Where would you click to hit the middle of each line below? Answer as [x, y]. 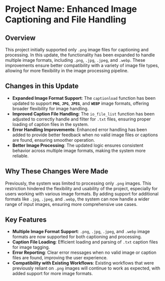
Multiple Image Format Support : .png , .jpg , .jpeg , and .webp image [81, 232]
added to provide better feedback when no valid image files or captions [85, 135]
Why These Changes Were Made [57, 171]
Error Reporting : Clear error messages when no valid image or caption [84, 252]
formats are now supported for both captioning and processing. [77, 237]
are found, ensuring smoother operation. [54, 140]
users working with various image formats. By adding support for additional [82, 194]
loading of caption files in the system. [50, 124]
